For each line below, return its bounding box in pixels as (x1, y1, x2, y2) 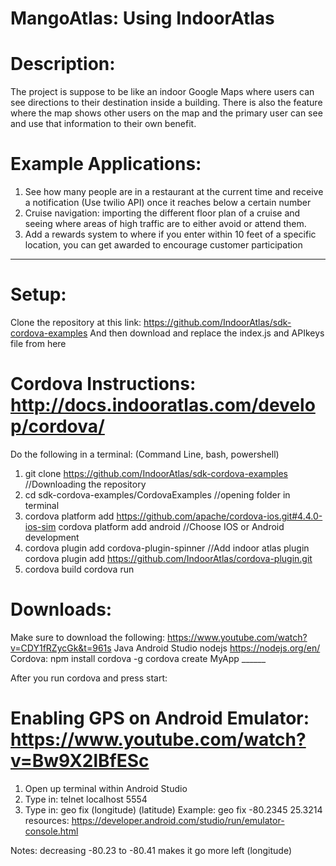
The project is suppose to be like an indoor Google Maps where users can (10, 86, 315, 98)
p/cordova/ (10, 415, 105, 438)
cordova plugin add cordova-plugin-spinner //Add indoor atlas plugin (24, 542, 310, 554)
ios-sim (24, 520, 57, 532)
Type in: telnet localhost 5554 (24, 793, 148, 805)
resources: (24, 814, 70, 826)
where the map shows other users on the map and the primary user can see (10, 107, 323, 119)
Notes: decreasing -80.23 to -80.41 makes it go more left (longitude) (10, 844, 292, 856)
